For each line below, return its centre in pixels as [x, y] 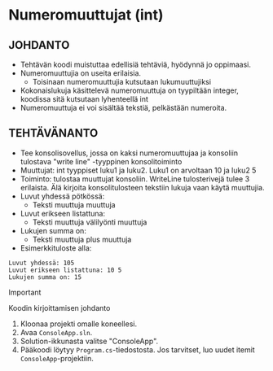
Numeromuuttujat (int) [86, 15]
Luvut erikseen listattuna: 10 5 [65, 270]
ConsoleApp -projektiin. [57, 358]
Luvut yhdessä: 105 [42, 263]
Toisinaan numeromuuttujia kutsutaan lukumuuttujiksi [122, 82]
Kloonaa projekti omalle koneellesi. [78, 324]
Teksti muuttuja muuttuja [74, 204]
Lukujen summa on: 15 [45, 277]
